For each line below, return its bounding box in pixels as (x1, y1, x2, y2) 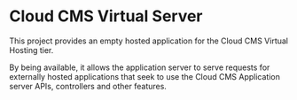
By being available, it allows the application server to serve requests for (9, 62, 270, 73)
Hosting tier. (9, 44, 54, 55)
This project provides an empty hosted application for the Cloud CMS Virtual (9, 35, 288, 46)
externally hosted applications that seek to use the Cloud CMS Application (9, 71, 281, 81)
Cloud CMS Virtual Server (9, 6, 203, 27)
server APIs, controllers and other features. (9, 81, 167, 91)
